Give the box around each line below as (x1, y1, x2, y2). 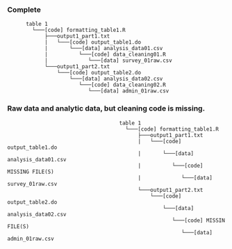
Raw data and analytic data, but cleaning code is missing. (7, 104, 206, 113)
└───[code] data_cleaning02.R (78, 81, 167, 88)
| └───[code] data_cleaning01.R (44, 51, 167, 58)
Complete (7, 5, 42, 15)
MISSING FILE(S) (7, 168, 54, 175)
